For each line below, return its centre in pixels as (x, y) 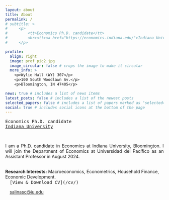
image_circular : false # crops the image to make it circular (76, 66)
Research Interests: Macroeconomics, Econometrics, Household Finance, (82, 172)
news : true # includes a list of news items (53, 93)
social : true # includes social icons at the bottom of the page (75, 108)
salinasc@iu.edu (27, 192)
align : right (23, 56)
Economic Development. (31, 177)
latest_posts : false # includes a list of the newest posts (70, 98)
